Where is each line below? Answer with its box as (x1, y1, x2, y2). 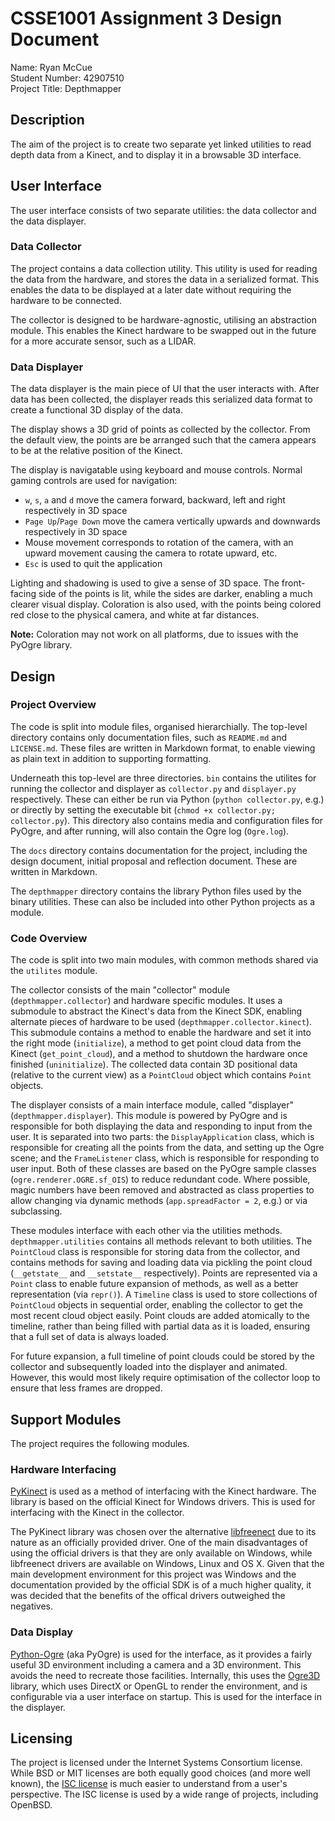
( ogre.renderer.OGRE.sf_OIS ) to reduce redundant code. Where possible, (10, 1173, 311, 1186)
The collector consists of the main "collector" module (10, 984, 230, 996)
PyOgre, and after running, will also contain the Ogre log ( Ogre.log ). (10, 825, 290, 837)
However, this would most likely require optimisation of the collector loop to (10, 1372, 321, 1384)
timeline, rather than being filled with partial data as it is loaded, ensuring (10, 1320, 311, 1332)
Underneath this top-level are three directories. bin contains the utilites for (10, 772, 317, 784)
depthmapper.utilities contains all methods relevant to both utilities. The (10, 1235, 313, 1247)
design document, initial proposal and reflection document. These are (10, 855, 298, 867)
